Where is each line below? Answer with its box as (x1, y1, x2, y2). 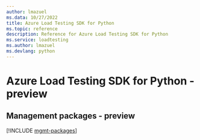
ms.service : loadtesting (6, 37, 69, 43)
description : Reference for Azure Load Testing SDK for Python (6, 31, 169, 37)
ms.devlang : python (6, 48, 55, 54)
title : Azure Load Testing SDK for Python (6, 20, 114, 26)
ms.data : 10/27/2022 (6, 14, 58, 21)
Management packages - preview (6, 111, 136, 121)
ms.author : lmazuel (6, 43, 55, 49)
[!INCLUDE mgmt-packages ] (6, 127, 77, 134)
